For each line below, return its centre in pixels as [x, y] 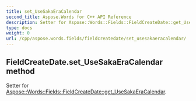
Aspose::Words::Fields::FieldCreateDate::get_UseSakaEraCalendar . [86, 92]
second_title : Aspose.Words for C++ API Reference [69, 17]
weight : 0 [18, 33]
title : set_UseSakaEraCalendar [44, 11]
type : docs [19, 28]
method [20, 72]
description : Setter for [36, 22]
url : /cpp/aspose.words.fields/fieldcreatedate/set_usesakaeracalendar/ [96, 39]
